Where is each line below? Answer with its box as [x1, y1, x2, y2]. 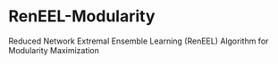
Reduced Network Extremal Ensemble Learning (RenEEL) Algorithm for [8, 36, 269, 46]
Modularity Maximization [8, 44, 100, 55]
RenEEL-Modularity [8, 6, 156, 27]
